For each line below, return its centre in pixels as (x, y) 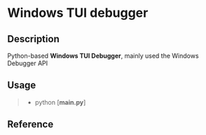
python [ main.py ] (60, 102)
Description (33, 39)
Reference (30, 124)
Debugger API (28, 63)
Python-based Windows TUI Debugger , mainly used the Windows (103, 56)
